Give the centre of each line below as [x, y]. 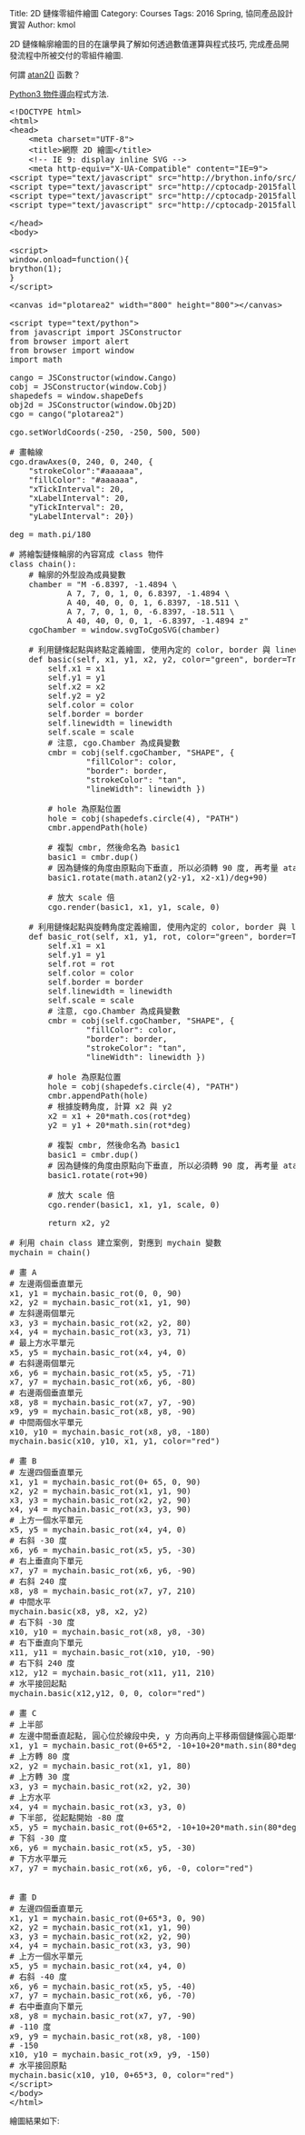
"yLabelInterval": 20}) [81, 516]
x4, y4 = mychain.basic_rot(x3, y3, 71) [101, 1332]
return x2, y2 [79, 1223]
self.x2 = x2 [77, 687]
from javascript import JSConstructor [96, 332]
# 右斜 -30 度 [39, 1540]
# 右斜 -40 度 [39, 1976]
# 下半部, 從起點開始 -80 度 [67, 1817]
